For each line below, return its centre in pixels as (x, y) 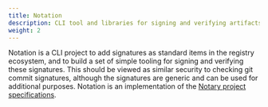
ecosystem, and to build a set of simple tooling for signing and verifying (126, 61)
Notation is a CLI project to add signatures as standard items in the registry (132, 53)
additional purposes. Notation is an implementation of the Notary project (127, 86)
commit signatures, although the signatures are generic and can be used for (133, 78)
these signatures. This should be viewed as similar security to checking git (131, 70)
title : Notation (35, 15)
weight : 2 (25, 30)
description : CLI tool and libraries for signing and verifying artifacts (135, 23)
